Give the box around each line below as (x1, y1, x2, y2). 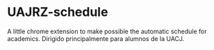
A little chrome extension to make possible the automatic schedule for (7, 27, 207, 35)
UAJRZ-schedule (7, 4, 108, 20)
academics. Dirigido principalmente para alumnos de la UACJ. (7, 34, 185, 42)
